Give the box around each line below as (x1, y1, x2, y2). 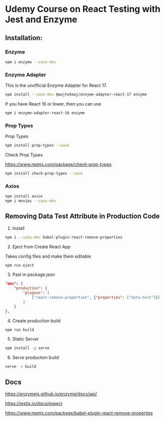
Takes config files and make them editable (5, 253, 91, 259)
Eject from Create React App (12, 243, 71, 250)
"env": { (5, 281, 23, 286)
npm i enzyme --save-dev (5, 59, 56, 65)
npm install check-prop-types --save (5, 171, 83, 176)
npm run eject (5, 263, 35, 268)
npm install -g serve (5, 345, 50, 351)
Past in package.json (12, 271, 55, 277)
